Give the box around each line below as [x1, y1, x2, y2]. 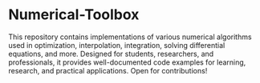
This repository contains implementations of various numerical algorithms [8, 32, 252, 41]
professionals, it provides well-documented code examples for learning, [8, 57, 246, 67]
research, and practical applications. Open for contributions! [8, 65, 208, 75]
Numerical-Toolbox [8, 6, 140, 24]
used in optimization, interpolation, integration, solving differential [8, 40, 225, 49]
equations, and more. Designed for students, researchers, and [8, 49, 214, 58]
